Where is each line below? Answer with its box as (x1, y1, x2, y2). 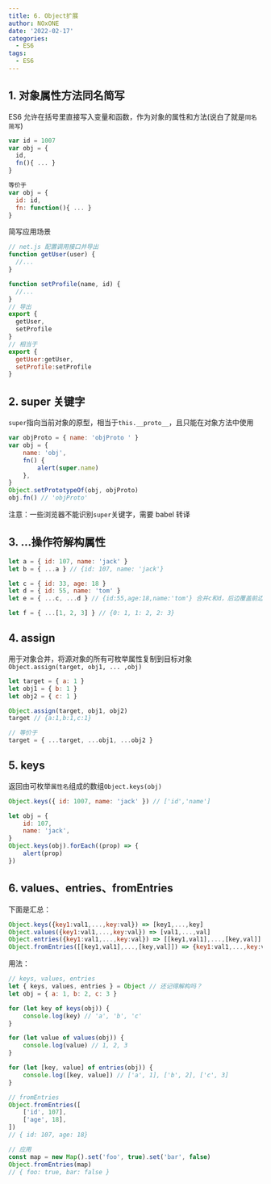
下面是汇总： (8, 904, 51, 914)
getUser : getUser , (15, 355, 74, 364)
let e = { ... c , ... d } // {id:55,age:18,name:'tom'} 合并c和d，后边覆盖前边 (8, 595, 264, 603)
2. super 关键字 (8, 394, 85, 408)
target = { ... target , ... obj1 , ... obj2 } (8, 736, 153, 744)
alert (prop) (23, 849, 63, 857)
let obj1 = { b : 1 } (8, 685, 78, 693)
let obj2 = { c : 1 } (8, 692, 78, 700)
